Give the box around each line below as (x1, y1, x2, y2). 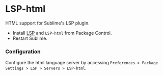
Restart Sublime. (12, 35, 47, 41)
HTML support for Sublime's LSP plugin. (5, 20, 90, 26)
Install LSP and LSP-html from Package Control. (12, 30, 112, 36)
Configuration (5, 48, 41, 55)
